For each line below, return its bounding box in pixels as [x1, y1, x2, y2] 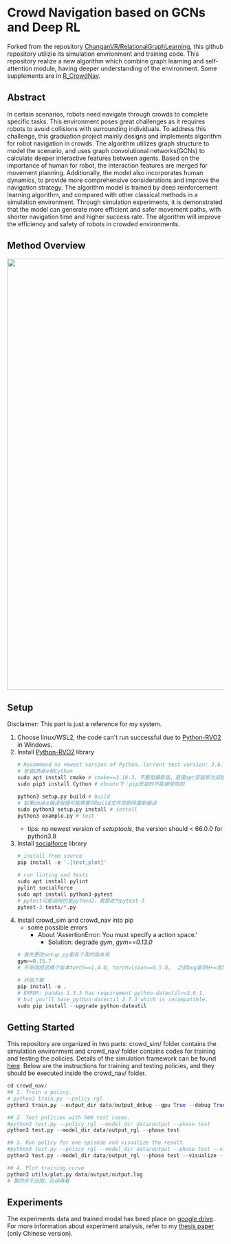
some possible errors [27, 923, 88, 932]
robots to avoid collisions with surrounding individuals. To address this [7, 124, 206, 132]
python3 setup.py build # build [16, 793, 110, 800]
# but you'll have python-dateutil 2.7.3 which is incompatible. [16, 996, 208, 1003]
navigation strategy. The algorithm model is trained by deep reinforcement [7, 183, 218, 191]
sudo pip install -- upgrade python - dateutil [16, 1002, 147, 1010]
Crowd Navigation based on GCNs [7, 5, 206, 21]
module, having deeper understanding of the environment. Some [33, 64, 217, 72]
